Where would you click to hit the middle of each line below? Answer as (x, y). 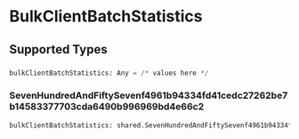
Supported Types (59, 49)
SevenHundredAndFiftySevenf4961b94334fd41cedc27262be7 (149, 95)
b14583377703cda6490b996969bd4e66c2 (107, 107)
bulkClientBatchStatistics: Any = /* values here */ (109, 73)
